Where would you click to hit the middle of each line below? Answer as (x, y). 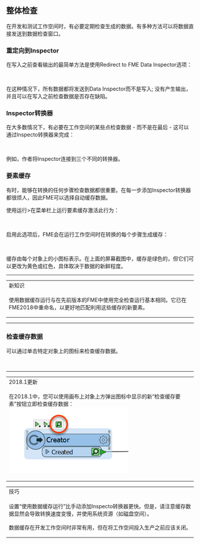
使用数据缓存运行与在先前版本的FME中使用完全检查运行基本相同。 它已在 (98, 300)
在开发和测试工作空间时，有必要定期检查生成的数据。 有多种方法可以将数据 (97, 26)
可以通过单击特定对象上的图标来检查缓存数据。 (63, 351)
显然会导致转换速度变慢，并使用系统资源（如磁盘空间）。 (83, 514)
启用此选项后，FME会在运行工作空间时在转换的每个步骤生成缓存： (87, 234)
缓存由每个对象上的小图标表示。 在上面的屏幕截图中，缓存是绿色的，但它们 (97, 259)
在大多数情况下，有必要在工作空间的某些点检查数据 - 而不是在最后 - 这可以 (98, 128)
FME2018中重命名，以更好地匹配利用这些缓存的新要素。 (78, 307)
